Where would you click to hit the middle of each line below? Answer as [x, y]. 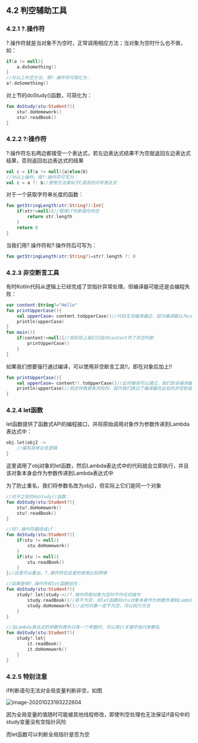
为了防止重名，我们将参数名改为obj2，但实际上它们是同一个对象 [84, 486]
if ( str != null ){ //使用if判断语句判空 [58, 211]
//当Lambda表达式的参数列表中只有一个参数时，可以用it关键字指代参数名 [83, 627]
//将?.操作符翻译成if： [32, 530]
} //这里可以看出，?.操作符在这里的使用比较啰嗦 [57, 573]
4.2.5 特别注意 [27, 676]
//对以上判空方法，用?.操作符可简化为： [49, 78]
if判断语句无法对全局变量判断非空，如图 [54, 690]
